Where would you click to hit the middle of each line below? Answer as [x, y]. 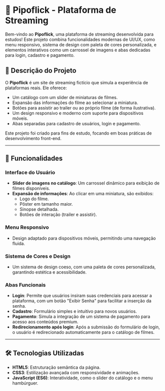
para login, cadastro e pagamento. [40, 55]
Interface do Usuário [30, 173]
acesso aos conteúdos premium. [45, 322]
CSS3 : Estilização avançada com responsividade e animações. [76, 373]
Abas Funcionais [26, 284]
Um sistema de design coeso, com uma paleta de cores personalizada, [84, 267]
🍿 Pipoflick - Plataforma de [61, 10]
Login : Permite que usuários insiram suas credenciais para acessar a [82, 296]
